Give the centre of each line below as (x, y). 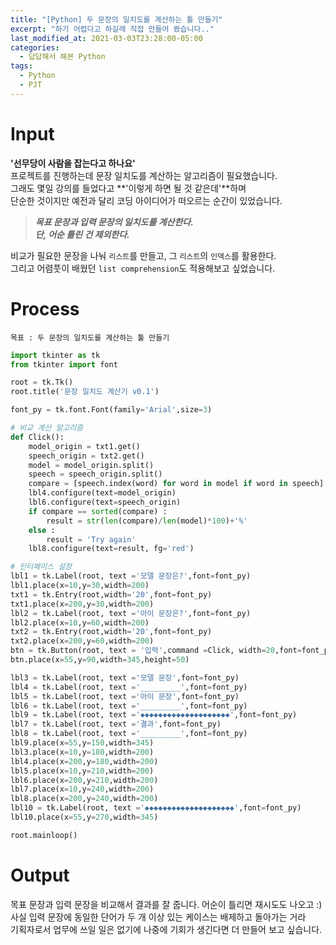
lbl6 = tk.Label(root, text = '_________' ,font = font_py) (129, 706)
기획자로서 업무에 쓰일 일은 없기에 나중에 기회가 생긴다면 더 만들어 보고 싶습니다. (166, 929)
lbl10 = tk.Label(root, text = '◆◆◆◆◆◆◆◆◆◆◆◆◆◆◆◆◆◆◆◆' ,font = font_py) (156, 808)
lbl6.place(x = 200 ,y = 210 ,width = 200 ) (84, 780)
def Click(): (37, 437)
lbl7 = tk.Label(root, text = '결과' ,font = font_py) (116, 724)
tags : (21, 66)
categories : (35, 47)
